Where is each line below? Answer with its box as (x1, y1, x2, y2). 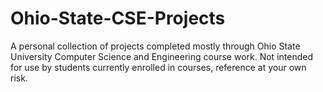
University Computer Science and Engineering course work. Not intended (10, 50, 313, 62)
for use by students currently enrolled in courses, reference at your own (10, 61, 307, 73)
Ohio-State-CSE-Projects (10, 7, 226, 30)
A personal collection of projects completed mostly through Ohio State (10, 40, 301, 52)
